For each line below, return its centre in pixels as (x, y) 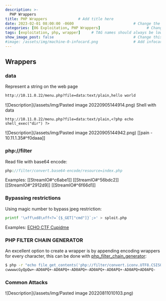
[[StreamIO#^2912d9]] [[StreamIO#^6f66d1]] (50, 185)
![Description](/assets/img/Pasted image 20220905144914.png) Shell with (81, 105)
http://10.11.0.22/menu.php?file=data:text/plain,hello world (70, 96)
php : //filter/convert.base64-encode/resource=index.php (64, 171)
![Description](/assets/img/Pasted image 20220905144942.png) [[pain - (79, 133)
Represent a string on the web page (41, 86)
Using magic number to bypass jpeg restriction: (54, 209)
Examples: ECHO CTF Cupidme (37, 227)
